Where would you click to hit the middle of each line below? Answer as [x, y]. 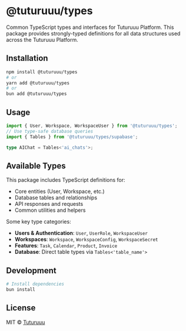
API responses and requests [49, 204]
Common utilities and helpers [50, 210]
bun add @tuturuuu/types [36, 94]
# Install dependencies [35, 284]
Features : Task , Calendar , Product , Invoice [66, 245]
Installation [27, 58]
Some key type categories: [39, 222]
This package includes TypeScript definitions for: [66, 180]
